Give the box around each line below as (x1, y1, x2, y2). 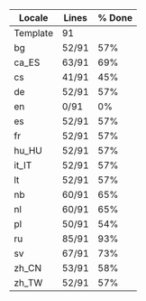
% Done (97, 12, 133, 24)
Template (14, 27, 54, 39)
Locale (18, 12, 49, 24)
